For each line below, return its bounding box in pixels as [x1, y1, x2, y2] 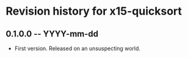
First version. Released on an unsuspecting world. [14, 45, 141, 52]
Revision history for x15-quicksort [5, 4, 183, 18]
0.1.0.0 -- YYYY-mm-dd [5, 29, 99, 39]
